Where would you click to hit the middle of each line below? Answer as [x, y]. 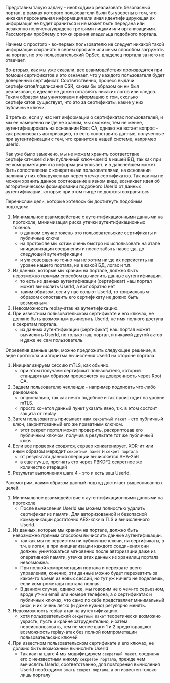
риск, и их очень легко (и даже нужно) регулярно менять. [83, 605]
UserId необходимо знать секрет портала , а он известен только [88, 670]
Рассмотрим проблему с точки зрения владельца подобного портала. [81, 34]
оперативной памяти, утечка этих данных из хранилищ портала [89, 557]
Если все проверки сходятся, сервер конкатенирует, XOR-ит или [83, 446]
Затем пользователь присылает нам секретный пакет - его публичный [88, 419]
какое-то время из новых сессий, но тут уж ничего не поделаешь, [92, 578]
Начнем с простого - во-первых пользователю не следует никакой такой [85, 44]
